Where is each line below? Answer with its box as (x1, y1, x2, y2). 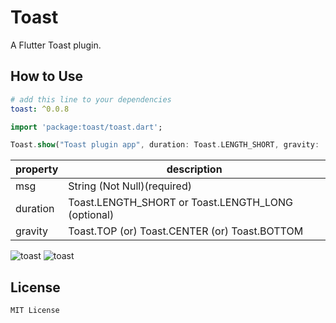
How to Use (10, 68, 84, 85)
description (166, 162, 223, 176)
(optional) (68, 208, 115, 222)
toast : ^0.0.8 (10, 104, 70, 114)
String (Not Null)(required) (68, 179, 192, 193)
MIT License (10, 306, 60, 316)
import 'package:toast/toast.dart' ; (10, 122, 163, 132)
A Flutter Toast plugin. (10, 39, 102, 51)
